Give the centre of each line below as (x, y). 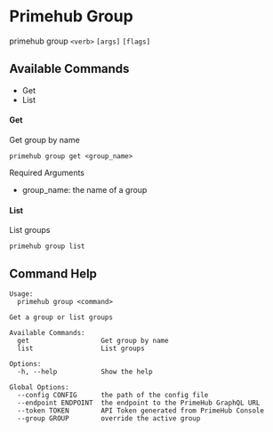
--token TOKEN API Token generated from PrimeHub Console (141, 411)
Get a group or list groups (61, 317)
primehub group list (48, 246)
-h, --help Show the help (85, 372)
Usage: (21, 294)
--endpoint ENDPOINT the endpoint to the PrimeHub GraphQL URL (139, 403)
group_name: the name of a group (84, 189)
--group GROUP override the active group (109, 418)
